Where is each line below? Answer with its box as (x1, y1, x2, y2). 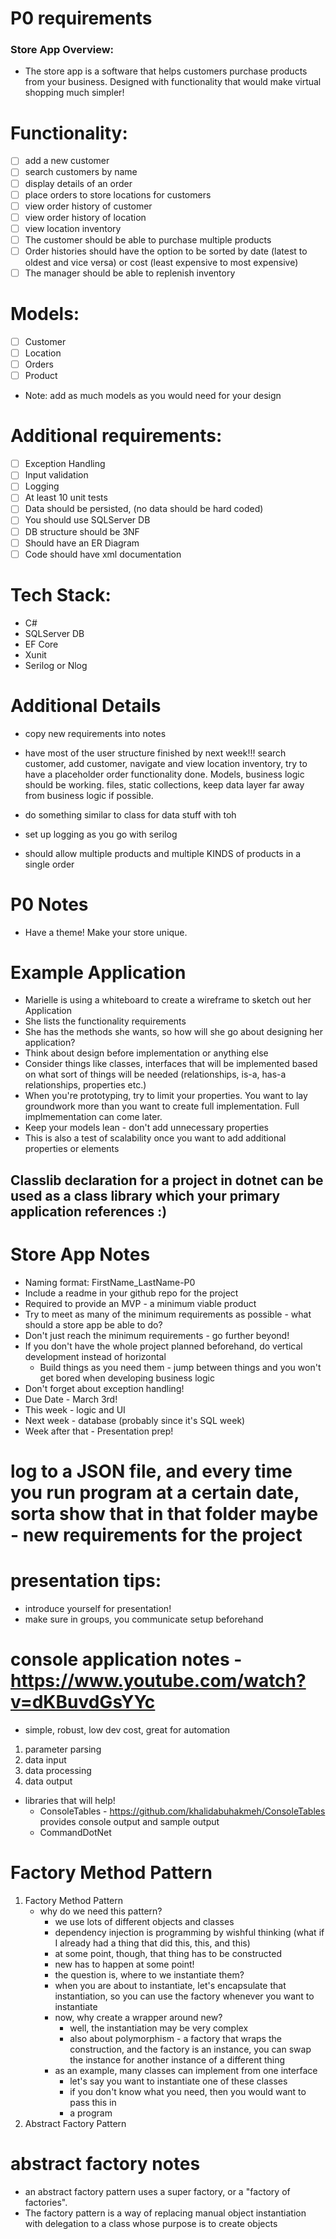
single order (24, 858, 75, 870)
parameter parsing (24, 1743, 102, 1755)
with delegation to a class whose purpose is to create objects (24, 2217, 278, 2229)
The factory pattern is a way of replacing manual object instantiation (24, 2207, 307, 2219)
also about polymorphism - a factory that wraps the (69, 2032, 282, 2044)
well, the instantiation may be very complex (69, 2022, 249, 2034)
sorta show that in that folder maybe (10, 1503, 319, 1525)
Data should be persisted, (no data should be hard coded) (24, 503, 264, 515)
